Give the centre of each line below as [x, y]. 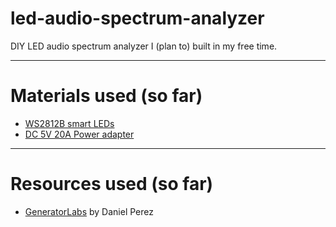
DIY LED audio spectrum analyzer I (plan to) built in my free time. [144, 46]
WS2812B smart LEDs [69, 123]
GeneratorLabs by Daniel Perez [89, 211]
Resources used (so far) [112, 184]
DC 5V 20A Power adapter [79, 134]
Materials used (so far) [106, 96]
